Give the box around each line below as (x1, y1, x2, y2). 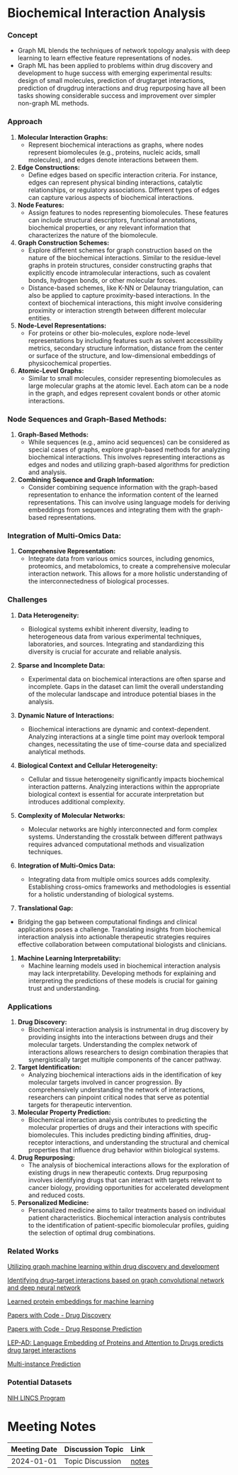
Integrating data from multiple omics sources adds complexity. (28, 875, 211, 883)
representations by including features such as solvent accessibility (28, 336, 223, 344)
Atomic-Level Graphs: (17, 366, 84, 375)
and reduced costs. (28, 1191, 85, 1199)
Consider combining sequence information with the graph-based (28, 483, 218, 492)
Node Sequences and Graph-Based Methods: (7, 414, 167, 424)
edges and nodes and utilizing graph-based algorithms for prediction (28, 461, 230, 469)
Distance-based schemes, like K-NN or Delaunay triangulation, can (28, 284, 224, 292)
